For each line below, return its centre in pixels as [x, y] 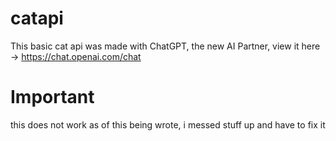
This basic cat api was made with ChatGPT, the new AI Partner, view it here [165, 46]
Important [52, 97]
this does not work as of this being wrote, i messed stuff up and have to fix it [168, 124]
